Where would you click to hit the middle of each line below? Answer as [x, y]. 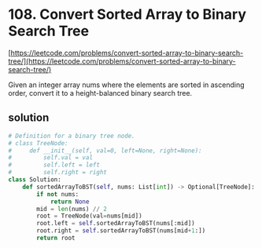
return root [56, 238]
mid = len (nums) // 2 [72, 209]
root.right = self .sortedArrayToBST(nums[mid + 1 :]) [121, 231]
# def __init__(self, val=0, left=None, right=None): [105, 151]
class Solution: [35, 180]
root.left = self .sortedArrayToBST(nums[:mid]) [116, 224]
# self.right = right [58, 173]
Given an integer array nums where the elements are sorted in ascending [126, 85]
